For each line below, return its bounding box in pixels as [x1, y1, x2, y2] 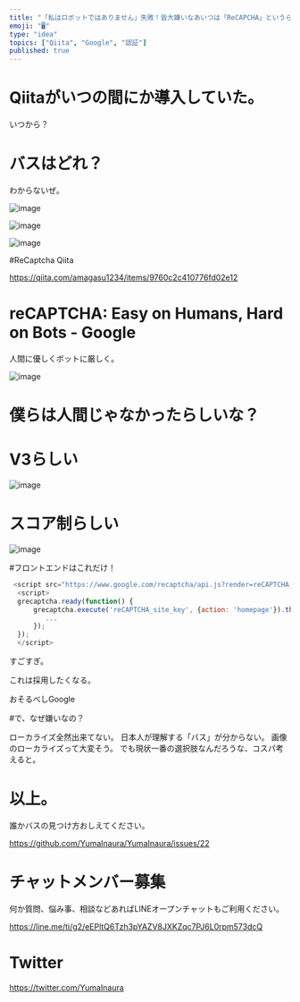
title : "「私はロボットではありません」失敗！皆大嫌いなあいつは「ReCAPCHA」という [9, 13, 286, 22]
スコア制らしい [9, 514, 120, 534]
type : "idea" [9, 30, 58, 38]
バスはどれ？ [9, 154, 104, 174]
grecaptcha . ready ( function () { [17, 597, 134, 606]
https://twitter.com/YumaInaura [9, 981, 125, 993]
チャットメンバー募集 [9, 872, 166, 893]
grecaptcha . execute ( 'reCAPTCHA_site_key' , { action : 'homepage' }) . [32, 605, 286, 614]
